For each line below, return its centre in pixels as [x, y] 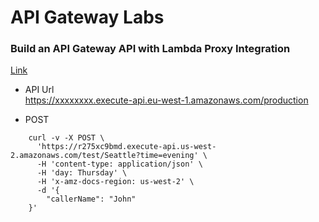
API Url [39, 90]
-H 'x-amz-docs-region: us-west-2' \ [115, 182]
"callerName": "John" [91, 199]
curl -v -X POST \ [66, 138]
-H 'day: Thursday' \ [82, 173]
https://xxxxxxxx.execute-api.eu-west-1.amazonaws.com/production [166, 100]
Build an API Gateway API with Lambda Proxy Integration [150, 49]
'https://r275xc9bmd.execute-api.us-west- [126, 147]
